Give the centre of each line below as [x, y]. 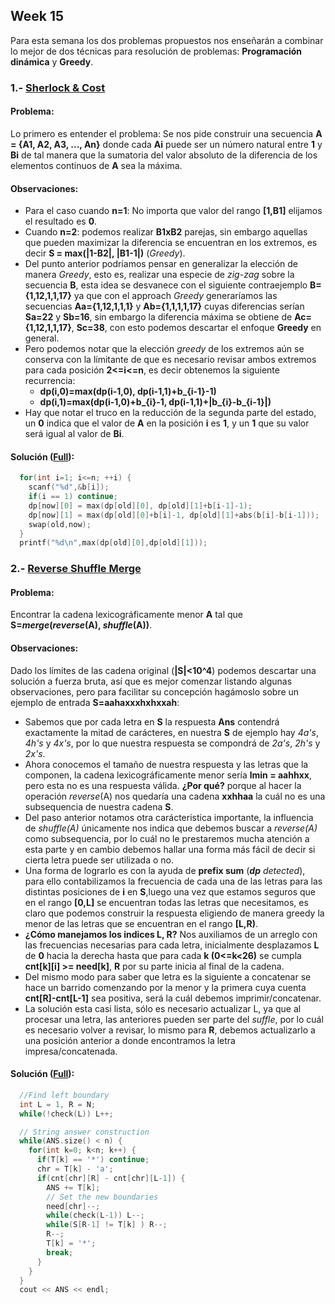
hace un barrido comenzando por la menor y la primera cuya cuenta [165, 987]
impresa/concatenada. [71, 1051]
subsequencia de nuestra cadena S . [99, 806]
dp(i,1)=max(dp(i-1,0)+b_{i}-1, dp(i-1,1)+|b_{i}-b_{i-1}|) [155, 402]
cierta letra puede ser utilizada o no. [99, 860]
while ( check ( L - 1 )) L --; [95, 1215]
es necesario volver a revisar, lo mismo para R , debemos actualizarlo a [170, 1030]
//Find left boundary [64, 1095]
